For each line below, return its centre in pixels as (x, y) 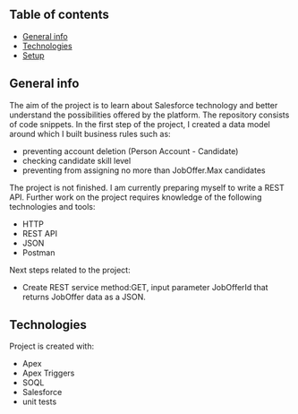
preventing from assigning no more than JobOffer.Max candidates (144, 170)
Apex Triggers (48, 373)
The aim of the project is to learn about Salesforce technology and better (144, 105)
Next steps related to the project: (70, 270)
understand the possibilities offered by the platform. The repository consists (149, 115)
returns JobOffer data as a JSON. (84, 297)
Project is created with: (52, 346)
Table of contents (59, 15)
